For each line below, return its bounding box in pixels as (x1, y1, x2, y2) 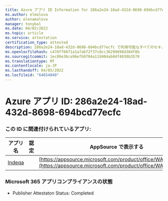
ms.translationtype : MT (5, 59, 55, 64)
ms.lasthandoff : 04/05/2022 (5, 68, 64, 73)
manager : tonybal (5, 21, 41, 27)
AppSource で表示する (89, 143, 144, 150)
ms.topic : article (5, 31, 43, 36)
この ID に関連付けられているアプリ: (5, 125, 91, 132)
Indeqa (7, 159, 24, 166)
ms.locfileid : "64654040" (5, 73, 59, 78)
